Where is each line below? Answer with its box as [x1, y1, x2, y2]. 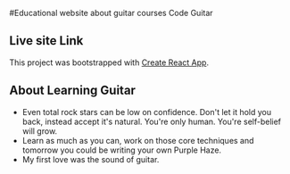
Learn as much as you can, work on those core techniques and [21, 135, 254, 145]
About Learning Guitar [9, 83, 137, 98]
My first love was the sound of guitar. [21, 153, 160, 164]
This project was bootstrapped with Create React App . [9, 57, 210, 68]
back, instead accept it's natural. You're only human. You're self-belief [21, 116, 282, 127]
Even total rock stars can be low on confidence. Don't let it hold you [21, 106, 272, 117]
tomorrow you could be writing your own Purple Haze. [21, 145, 221, 155]
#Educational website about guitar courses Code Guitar [9, 8, 213, 18]
